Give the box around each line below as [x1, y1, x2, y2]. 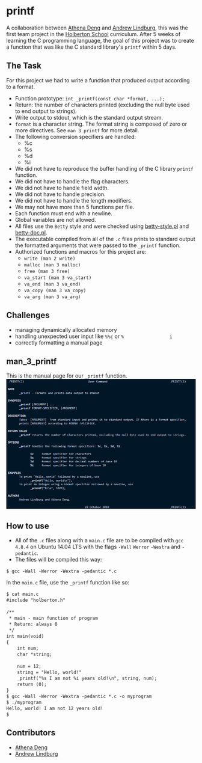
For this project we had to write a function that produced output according [6, 76, 191, 84]
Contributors [6, 728, 56, 738]
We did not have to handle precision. [14, 191, 106, 198]
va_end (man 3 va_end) [23, 281, 81, 287]
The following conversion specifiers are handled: [14, 133, 136, 140]
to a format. [6, 83, 35, 90]
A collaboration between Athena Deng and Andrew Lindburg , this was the [6, 24, 188, 31]
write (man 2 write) [23, 256, 76, 262]
